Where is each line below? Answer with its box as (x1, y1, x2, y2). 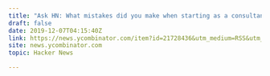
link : (8, 34, 27, 42)
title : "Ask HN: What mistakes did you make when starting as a (8, 11, 228, 20)
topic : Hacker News (8, 49, 74, 57)
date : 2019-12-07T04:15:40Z (8, 26, 103, 34)
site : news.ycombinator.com (8, 42, 103, 50)
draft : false (8, 19, 52, 27)
